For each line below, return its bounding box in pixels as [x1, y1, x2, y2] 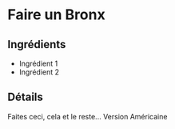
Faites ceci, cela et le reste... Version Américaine [7, 111, 168, 121]
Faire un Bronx [7, 6, 105, 24]
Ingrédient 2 [18, 67, 60, 77]
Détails [7, 91, 43, 104]
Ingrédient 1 [18, 58, 58, 68]
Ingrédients [7, 38, 66, 51]
